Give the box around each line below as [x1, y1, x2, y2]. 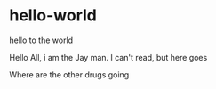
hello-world [9, 5, 98, 26]
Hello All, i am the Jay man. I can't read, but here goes [9, 52, 208, 62]
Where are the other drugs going [9, 69, 130, 80]
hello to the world [9, 35, 74, 45]
